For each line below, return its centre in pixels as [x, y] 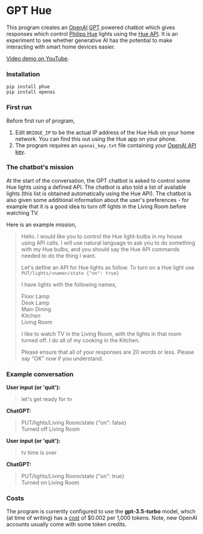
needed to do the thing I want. [59, 255]
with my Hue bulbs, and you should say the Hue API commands [100, 249]
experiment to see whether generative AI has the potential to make [89, 40]
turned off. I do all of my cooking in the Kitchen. [81, 340]
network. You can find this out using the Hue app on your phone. [96, 139]
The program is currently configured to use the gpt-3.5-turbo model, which [101, 512]
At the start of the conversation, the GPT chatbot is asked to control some [98, 180]
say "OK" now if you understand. [62, 358]
